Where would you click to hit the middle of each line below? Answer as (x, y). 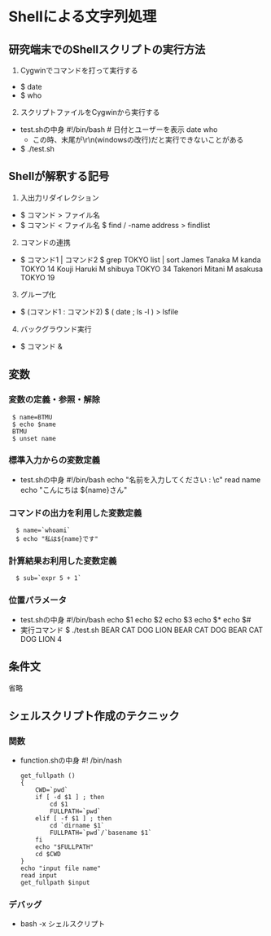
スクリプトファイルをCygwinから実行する (90, 112)
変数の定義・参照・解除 (54, 400)
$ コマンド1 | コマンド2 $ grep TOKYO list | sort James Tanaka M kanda (141, 259)
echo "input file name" (61, 868)
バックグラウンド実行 (56, 329)
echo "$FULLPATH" (64, 847)
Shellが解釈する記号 (59, 176)
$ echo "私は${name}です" (57, 539)
